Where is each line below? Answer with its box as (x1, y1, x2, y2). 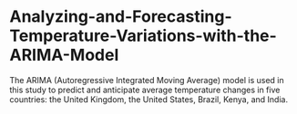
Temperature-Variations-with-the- (9, 25, 278, 46)
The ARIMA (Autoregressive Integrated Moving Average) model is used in (9, 74, 284, 85)
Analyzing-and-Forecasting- (9, 6, 232, 27)
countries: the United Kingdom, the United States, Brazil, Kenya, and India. (9, 93, 289, 105)
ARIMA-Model (9, 45, 119, 65)
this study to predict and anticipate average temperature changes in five (9, 84, 281, 95)
